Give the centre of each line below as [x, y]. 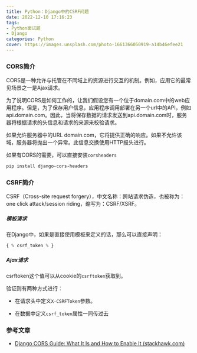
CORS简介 [21, 66]
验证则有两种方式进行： [35, 289]
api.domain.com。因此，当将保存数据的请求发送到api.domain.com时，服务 [97, 115]
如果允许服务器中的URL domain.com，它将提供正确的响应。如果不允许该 [94, 135]
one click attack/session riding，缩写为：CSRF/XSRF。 [73, 204]
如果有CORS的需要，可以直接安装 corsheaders [61, 155]
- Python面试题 [23, 28]
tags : [13, 22]
